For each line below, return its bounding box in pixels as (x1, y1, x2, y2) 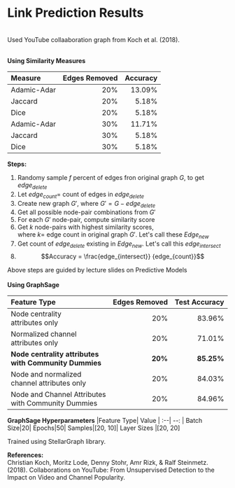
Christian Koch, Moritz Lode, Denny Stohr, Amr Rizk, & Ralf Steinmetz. (7, 458, 208, 466)
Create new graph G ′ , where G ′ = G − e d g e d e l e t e (17, 199, 156, 209)
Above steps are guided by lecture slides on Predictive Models (7, 265, 187, 274)
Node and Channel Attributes (10, 389, 106, 399)
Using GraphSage (7, 280, 59, 288)
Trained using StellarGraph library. (7, 437, 106, 445)
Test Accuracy (174, 297, 225, 307)
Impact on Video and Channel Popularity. (7, 473, 126, 481)
